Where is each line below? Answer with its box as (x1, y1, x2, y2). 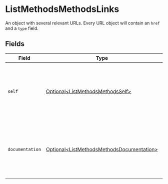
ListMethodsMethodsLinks (5, 3, 119, 15)
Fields (5, 40, 25, 48)
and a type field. (5, 25, 38, 31)
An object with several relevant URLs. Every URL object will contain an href (5, 20, 160, 26)
